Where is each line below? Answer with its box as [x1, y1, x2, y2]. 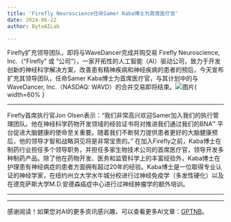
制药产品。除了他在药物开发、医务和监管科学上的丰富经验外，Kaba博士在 [12, 154, 221, 162]
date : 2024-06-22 [7, 16, 57, 23]
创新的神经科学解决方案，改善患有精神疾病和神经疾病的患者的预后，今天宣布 [7, 66, 224, 74]
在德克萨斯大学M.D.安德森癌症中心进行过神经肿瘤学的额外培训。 [7, 180, 189, 188]
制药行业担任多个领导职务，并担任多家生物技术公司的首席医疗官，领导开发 [7, 146, 218, 154]
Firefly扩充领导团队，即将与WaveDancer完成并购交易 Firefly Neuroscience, [7, 49, 220, 57]
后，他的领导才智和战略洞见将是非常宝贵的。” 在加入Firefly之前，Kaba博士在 [7, 137, 222, 145]
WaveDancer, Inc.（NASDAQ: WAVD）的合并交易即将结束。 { [7, 83, 197, 91]
